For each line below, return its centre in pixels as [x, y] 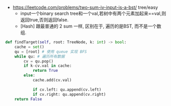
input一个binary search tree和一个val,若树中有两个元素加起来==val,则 [93, 13]
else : [30, 75]
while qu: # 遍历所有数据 [40, 56]
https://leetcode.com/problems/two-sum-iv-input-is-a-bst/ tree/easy [85, 7]
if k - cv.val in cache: [48, 66]
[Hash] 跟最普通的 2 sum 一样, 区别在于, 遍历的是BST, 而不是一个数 [91, 26]
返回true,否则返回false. [44, 20]
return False [28, 99]
